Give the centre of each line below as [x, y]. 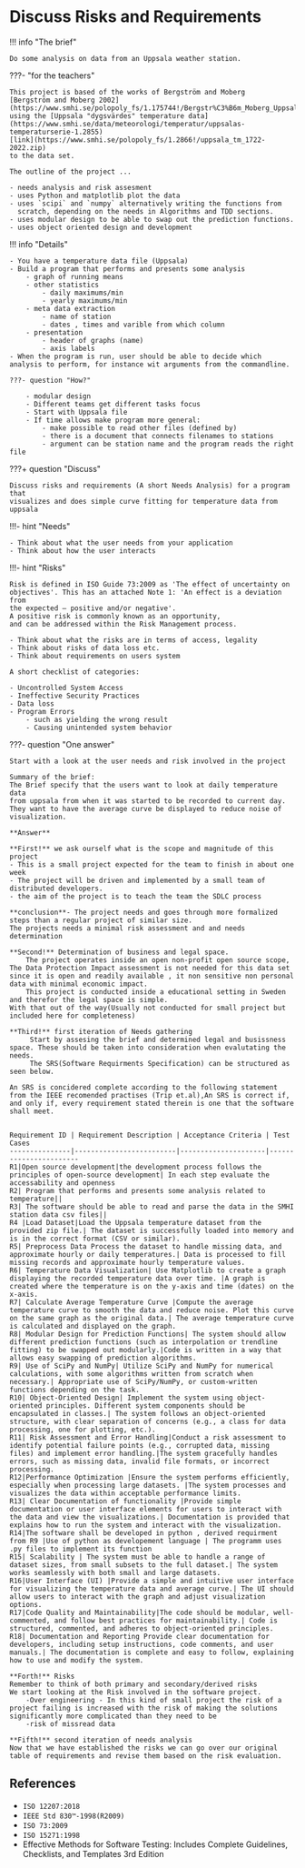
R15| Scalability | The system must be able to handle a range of [138, 1557]
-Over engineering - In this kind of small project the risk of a [154, 1700]
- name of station [77, 316]
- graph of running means [75, 276]
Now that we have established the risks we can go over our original [144, 1748]
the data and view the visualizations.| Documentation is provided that [150, 1517]
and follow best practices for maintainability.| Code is [166, 1621]
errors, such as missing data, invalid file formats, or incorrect [140, 1461]
